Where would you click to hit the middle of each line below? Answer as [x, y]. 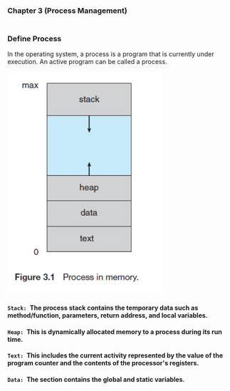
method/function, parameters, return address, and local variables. [108, 315]
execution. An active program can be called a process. [87, 62]
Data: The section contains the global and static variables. [96, 379]
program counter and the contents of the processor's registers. [103, 363]
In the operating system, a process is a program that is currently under [111, 54]
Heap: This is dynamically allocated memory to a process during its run [115, 332]
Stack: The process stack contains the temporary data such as [103, 308]
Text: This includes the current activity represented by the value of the [115, 355]
